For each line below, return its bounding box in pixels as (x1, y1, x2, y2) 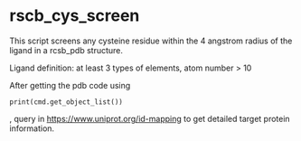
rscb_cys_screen (9, 5, 140, 26)
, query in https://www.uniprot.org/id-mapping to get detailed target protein (9, 113, 291, 124)
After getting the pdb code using (9, 80, 131, 90)
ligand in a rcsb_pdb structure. (9, 44, 124, 55)
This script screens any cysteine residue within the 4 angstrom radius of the (9, 35, 293, 46)
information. (9, 123, 55, 134)
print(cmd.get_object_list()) (9, 97, 124, 107)
